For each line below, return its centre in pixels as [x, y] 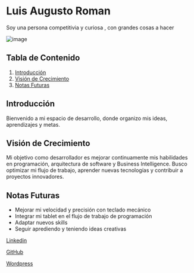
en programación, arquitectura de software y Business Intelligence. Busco [97, 164]
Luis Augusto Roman [59, 11]
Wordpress [20, 263]
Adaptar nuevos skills [41, 223]
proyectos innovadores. [35, 177]
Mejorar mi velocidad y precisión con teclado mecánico [83, 210]
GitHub [15, 252]
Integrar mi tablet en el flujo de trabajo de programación [83, 216]
